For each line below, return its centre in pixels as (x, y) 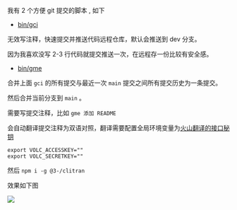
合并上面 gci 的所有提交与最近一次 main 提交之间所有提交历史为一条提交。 (115, 83)
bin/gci (28, 24)
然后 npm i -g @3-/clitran (46, 170)
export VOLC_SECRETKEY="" (45, 156)
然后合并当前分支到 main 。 (47, 98)
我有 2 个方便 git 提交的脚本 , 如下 (56, 10)
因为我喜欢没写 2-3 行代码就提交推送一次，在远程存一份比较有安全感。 (110, 54)
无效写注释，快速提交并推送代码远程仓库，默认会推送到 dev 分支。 (104, 39)
